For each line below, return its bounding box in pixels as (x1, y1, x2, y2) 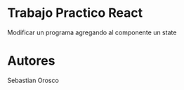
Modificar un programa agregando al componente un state (7, 28, 177, 37)
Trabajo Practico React (7, 5, 143, 21)
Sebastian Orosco (7, 76, 60, 84)
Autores (7, 53, 55, 69)
